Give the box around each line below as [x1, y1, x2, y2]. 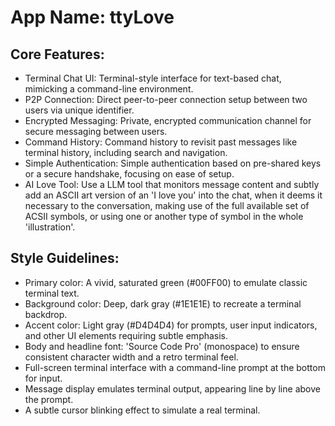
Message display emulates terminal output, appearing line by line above [24, 382, 321, 395]
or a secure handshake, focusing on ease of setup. [24, 168, 235, 180]
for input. [24, 372, 63, 384]
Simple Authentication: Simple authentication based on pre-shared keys [24, 157, 322, 169]
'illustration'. [24, 221, 76, 233]
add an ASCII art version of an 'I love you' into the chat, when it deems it [24, 189, 323, 201]
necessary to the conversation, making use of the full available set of [24, 200, 310, 211]
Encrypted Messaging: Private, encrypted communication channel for [24, 115, 312, 126]
